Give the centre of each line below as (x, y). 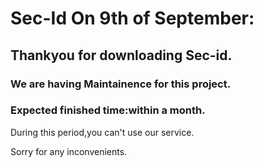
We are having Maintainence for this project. (121, 84)
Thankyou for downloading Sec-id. (121, 55)
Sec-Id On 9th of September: (132, 18)
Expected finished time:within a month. (108, 110)
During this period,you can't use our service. (102, 132)
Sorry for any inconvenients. (69, 151)
